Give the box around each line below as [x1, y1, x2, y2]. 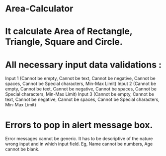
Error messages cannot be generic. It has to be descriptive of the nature [5, 136, 153, 142]
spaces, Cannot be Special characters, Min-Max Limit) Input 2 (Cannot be [5, 80, 157, 87]
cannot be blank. [5, 146, 40, 152]
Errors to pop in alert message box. [5, 119, 153, 131]
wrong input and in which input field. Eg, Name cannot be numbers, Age [5, 141, 153, 147]
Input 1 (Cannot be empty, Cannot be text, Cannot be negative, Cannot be [5, 76, 156, 81]
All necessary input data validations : [5, 59, 162, 70]
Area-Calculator [5, 3, 74, 14]
